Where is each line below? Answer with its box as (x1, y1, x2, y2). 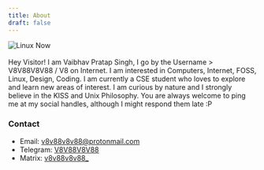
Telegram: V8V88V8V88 (19, 145, 100, 154)
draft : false (8, 19, 51, 27)
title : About (8, 11, 51, 20)
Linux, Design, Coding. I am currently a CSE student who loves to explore (8, 74, 246, 83)
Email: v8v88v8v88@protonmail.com (19, 136, 140, 146)
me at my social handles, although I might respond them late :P (8, 99, 213, 109)
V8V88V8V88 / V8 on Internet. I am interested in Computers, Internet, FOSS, (8, 65, 257, 75)
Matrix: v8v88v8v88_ (19, 153, 89, 162)
